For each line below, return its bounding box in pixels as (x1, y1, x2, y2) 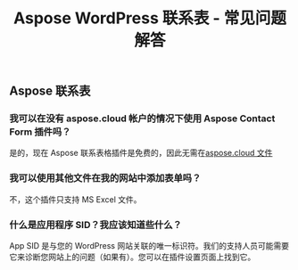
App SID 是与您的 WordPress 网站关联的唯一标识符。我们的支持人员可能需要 (9, 241, 290, 251)
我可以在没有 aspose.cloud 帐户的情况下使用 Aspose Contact (9, 112, 276, 125)
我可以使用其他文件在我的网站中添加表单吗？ (9, 172, 202, 184)
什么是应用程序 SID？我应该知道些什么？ (9, 218, 183, 231)
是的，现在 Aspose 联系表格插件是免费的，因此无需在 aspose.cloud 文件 (9, 148, 273, 159)
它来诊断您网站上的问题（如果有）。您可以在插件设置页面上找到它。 (9, 251, 256, 263)
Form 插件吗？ (9, 126, 71, 138)
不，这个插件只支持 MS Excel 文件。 (9, 193, 142, 205)
